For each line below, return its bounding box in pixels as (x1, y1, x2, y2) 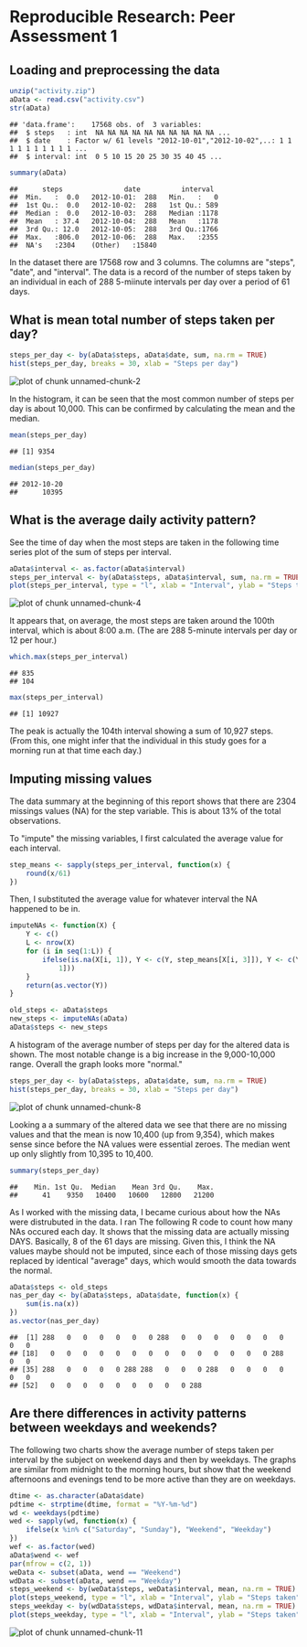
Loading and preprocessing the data (9, 62, 220, 78)
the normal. (9, 1265, 53, 1276)
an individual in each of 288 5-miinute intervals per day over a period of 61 (9, 276, 291, 287)
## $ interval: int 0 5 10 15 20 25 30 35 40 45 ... (9, 152, 223, 161)
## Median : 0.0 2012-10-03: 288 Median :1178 (9, 209, 219, 218)
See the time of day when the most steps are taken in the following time (9, 537, 280, 548)
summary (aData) (9, 167, 68, 177)
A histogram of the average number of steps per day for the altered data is (9, 1039, 291, 1050)
